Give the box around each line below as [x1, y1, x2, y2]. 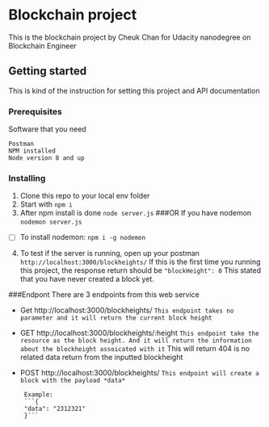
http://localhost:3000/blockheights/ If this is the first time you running [19, 257, 261, 267]
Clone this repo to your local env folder [19, 191, 150, 201]
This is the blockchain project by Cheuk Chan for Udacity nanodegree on [8, 32, 251, 42]
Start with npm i [19, 199, 73, 209]
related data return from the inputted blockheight [19, 353, 183, 362]
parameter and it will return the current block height [19, 314, 212, 322]
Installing [8, 172, 46, 183]
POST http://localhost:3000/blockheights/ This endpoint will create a [19, 368, 260, 378]
